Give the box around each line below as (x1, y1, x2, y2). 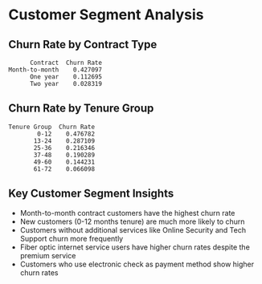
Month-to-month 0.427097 (8, 66, 103, 74)
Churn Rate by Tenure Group (8, 102, 154, 116)
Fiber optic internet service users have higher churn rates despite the (19, 242, 251, 252)
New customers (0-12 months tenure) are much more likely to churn (19, 217, 245, 226)
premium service (19, 250, 76, 260)
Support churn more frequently (19, 233, 124, 243)
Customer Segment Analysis (8, 6, 204, 24)
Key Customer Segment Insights (8, 187, 174, 201)
